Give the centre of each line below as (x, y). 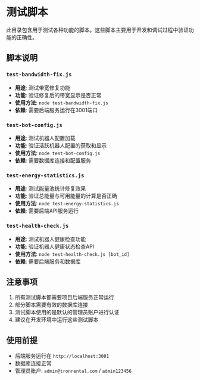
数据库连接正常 (33, 363)
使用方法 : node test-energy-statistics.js (67, 203)
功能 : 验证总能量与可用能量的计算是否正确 (66, 196)
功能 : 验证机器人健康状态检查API (54, 246)
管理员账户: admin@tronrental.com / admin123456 (73, 371)
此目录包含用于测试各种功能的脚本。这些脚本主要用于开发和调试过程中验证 (97, 30)
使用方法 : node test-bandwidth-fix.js (61, 103)
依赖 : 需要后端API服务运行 (47, 211)
